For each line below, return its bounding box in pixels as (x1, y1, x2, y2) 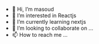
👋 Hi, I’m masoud (11, 6, 54, 12)
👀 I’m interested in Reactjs (11, 12, 77, 19)
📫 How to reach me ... (11, 32, 68, 38)
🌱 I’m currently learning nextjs (11, 18, 86, 25)
